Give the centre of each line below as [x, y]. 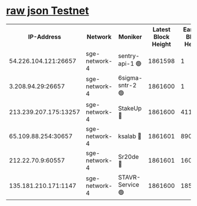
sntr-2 [127, 85]
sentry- [129, 56]
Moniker [130, 36]
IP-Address [45, 36]
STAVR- [129, 177]
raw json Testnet [47, 11]
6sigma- [130, 77]
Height [161, 44]
